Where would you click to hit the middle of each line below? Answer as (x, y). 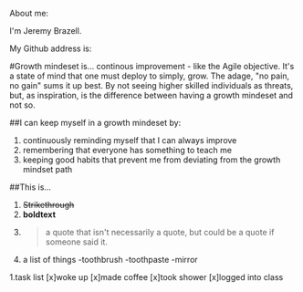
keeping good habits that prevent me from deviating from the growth (151, 160)
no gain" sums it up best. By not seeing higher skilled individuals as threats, (151, 85)
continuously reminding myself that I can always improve (130, 140)
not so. (23, 105)
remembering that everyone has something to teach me (127, 150)
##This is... (31, 187)
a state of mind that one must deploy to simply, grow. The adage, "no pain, (150, 76)
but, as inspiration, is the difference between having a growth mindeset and (151, 95)
